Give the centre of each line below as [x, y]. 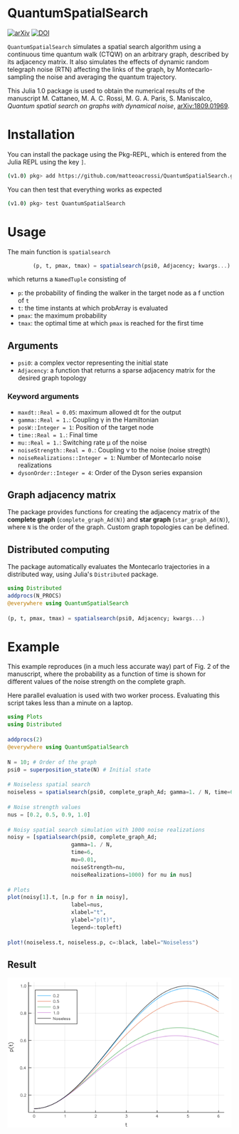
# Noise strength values [44, 807]
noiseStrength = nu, [98, 867]
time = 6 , [82, 853]
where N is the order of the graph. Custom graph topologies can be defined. [118, 527]
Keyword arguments [43, 397]
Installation [41, 135]
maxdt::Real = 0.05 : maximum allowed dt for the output [99, 412]
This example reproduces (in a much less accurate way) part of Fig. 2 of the [118, 667]
